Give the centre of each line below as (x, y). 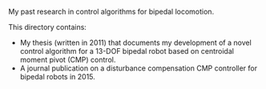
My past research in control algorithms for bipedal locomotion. (111, 12)
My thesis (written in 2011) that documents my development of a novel (136, 42)
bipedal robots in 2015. (58, 77)
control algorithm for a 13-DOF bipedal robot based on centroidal (127, 51)
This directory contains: (47, 27)
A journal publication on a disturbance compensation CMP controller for (139, 68)
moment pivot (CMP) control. (68, 60)
